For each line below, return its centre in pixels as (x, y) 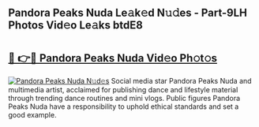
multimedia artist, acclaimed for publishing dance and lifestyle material (123, 90)
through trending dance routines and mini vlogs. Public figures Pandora (124, 98)
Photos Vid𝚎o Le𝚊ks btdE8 (76, 26)
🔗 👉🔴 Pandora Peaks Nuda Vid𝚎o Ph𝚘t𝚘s (113, 58)
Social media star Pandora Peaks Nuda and (181, 81)
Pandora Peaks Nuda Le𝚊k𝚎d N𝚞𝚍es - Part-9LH (128, 13)
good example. (32, 115)
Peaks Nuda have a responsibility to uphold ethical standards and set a (124, 106)
